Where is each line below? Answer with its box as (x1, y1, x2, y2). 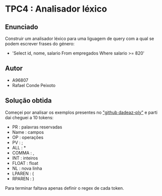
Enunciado (5, 23, 38, 31)
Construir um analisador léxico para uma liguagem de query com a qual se (5, 36, 154, 41)
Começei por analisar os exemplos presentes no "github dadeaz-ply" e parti (5, 109, 158, 115)
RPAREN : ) (12, 176, 35, 181)
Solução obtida (5, 96, 52, 105)
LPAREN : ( (12, 170, 34, 176)
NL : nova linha (12, 165, 42, 171)
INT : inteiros (12, 155, 38, 161)
